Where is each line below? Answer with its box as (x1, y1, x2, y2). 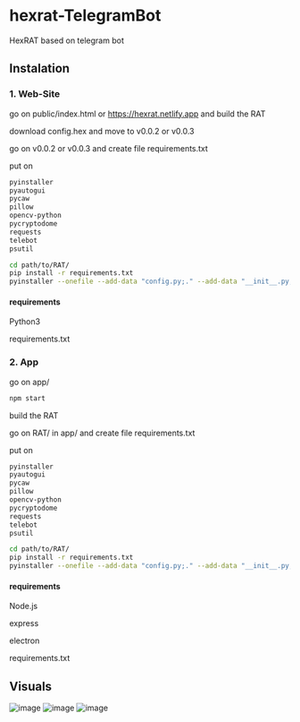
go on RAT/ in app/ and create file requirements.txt (9, 427, 196, 438)
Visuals (9, 678, 52, 694)
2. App (9, 356, 38, 368)
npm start (9, 393, 46, 403)
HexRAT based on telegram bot (9, 35, 125, 46)
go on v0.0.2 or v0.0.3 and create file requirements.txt (9, 142, 208, 153)
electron (9, 635, 40, 646)
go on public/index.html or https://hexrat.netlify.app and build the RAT (9, 108, 266, 119)
